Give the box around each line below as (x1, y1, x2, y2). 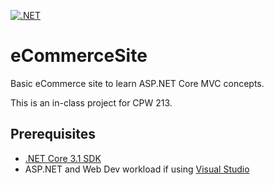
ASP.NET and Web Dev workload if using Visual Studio (24, 163, 250, 175)
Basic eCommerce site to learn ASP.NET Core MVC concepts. (10, 77, 265, 89)
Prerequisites (10, 126, 96, 143)
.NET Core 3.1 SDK (24, 152, 102, 164)
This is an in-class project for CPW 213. (10, 96, 173, 109)
